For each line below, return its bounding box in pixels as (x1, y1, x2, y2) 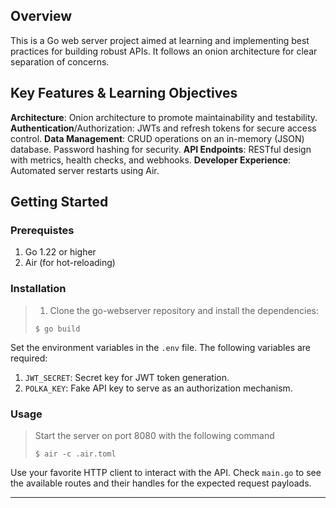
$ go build (34, 324, 81, 334)
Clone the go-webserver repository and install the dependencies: (49, 304, 319, 316)
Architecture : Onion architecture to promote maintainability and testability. (10, 111, 318, 123)
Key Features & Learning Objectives (10, 85, 238, 102)
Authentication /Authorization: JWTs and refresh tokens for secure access (10, 122, 317, 134)
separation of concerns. (10, 55, 110, 68)
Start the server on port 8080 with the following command (34, 429, 275, 441)
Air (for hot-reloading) (24, 257, 116, 269)
